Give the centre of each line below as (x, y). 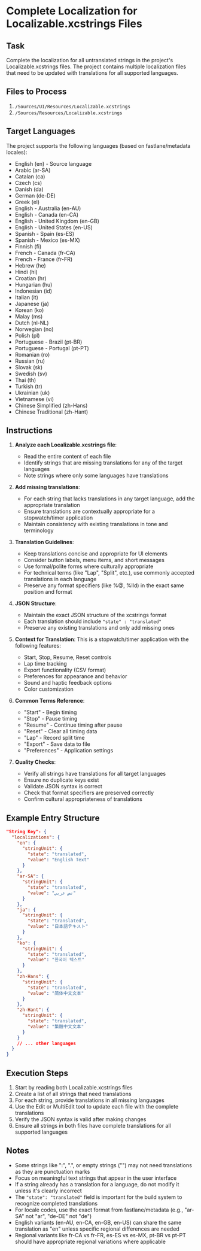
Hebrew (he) (30, 265)
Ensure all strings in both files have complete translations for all (93, 1125)
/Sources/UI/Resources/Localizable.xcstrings (72, 107)
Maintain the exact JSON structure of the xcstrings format (95, 615)
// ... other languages (47, 1043)
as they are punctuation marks (52, 1171)
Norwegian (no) (34, 329)
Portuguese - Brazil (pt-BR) (48, 342)
